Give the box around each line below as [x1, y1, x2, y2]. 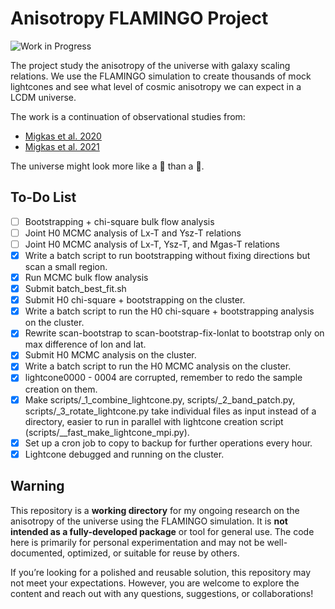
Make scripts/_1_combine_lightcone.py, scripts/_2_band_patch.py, [24, 393, 296, 406]
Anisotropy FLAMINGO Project [10, 7, 269, 30]
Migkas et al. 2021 [24, 140, 100, 152]
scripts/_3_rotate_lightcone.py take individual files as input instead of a [24, 405, 317, 417]
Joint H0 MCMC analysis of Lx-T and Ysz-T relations [24, 227, 242, 239]
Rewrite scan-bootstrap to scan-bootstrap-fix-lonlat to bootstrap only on [24, 327, 325, 339]
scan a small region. [24, 261, 108, 272]
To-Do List [10, 189, 77, 206]
